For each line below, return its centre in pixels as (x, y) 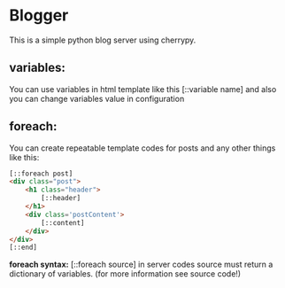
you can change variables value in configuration (97, 98)
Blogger (39, 16)
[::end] (23, 248)
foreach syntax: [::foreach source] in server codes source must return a (141, 265)
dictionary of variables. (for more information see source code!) (125, 274)
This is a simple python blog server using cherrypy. (103, 40)
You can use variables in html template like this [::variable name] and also (143, 89)
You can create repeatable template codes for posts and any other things (142, 148)
